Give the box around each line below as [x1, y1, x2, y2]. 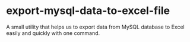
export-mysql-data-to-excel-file [6, 4, 170, 17]
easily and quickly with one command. [6, 29, 100, 36]
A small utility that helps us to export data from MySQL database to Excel [6, 23, 185, 30]
